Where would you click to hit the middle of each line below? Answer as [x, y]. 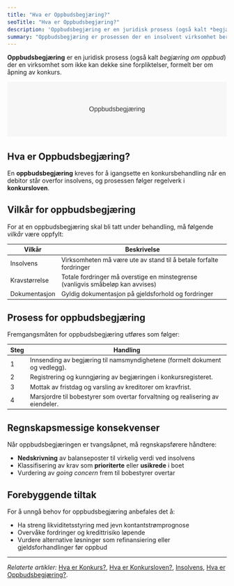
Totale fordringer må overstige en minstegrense [130, 277]
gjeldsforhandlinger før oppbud [62, 548]
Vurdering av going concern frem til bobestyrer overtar [96, 473]
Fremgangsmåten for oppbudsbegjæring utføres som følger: [93, 334]
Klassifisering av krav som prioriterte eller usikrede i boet [101, 465]
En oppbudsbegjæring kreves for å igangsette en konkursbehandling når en [117, 174]
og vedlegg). [48, 368]
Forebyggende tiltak [52, 495]
